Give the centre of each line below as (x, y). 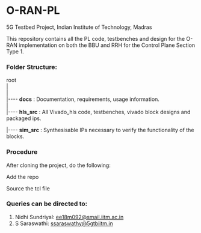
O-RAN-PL (33, 11)
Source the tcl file (28, 188)
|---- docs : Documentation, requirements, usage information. (83, 99)
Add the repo (23, 177)
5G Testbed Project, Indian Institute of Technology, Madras (79, 27)
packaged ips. (24, 118)
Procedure (22, 152)
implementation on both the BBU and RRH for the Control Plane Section (107, 45)
